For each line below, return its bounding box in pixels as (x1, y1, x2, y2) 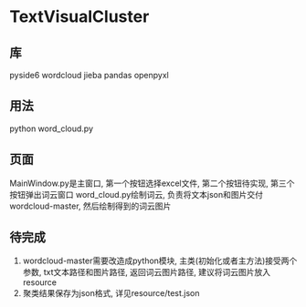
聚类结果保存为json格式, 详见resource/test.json (22, 288, 200, 299)
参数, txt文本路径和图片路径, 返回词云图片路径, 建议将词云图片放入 (22, 267, 271, 278)
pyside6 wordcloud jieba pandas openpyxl (9, 70, 169, 80)
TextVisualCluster (9, 6, 150, 27)
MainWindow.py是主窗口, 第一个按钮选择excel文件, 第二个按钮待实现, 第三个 (9, 178, 295, 189)
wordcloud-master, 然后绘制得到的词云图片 (9, 200, 172, 211)
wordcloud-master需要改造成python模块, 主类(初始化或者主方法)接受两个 (22, 255, 298, 266)
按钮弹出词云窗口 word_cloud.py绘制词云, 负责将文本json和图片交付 (9, 189, 263, 200)
